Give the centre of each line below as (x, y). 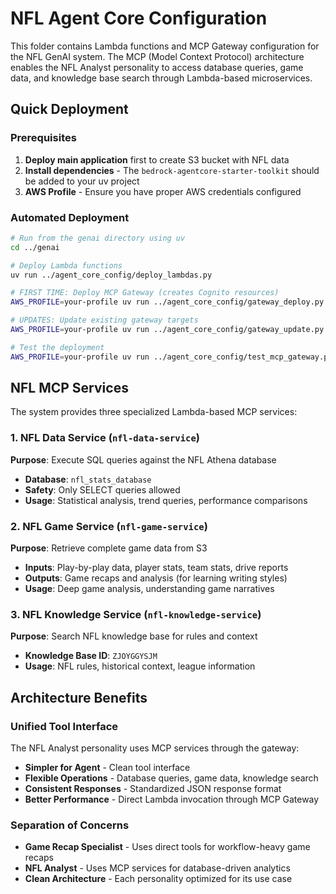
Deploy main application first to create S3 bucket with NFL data (157, 159)
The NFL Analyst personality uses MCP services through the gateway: (155, 748)
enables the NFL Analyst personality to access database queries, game (157, 67)
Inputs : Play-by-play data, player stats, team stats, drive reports (156, 568)
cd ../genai (35, 247)
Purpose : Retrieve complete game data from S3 (109, 548)
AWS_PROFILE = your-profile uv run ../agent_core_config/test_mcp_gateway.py (171, 357)
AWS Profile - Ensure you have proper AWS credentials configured (163, 191)
